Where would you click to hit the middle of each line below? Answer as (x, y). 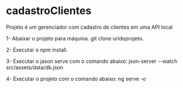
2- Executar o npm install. (37, 50)
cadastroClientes (49, 11)
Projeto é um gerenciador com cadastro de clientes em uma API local (89, 27)
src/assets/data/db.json (34, 67)
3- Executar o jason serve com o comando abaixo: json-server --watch (92, 61)
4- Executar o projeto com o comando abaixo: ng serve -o (76, 79)
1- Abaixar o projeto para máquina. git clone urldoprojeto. (75, 38)
